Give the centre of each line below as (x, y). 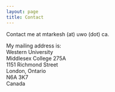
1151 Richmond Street (32, 64)
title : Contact (25, 17)
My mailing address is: (34, 46)
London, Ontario (26, 71)
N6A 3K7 (17, 77)
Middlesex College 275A (36, 58)
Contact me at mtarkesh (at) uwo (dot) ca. (58, 34)
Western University (30, 52)
